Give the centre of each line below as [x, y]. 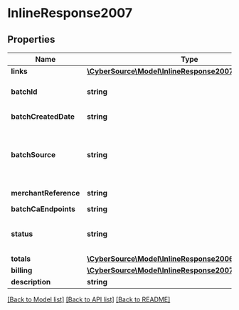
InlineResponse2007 [70, 13]
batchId [24, 92]
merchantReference [46, 193]
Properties [31, 39]
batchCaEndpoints [43, 209]
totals [21, 259]
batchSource [33, 155]
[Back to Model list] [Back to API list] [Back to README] [89, 299]
